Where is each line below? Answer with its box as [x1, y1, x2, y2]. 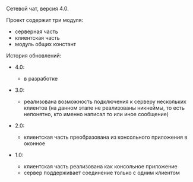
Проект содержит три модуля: [6, 17, 83, 23]
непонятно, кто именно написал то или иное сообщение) [23, 111, 169, 117]
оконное [23, 140, 46, 147]
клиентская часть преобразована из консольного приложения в [23, 133, 188, 141]
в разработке [23, 75, 58, 82]
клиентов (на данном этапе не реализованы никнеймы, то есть [23, 104, 185, 111]
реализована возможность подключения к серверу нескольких [23, 98, 187, 105]
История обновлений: [6, 52, 62, 59]
